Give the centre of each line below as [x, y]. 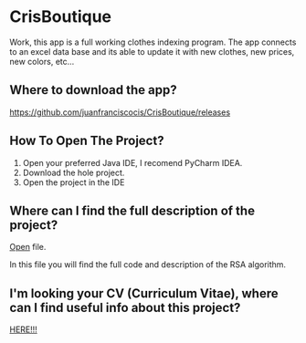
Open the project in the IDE [74, 182]
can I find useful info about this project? [125, 307]
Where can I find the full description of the [132, 210]
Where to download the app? [93, 90]
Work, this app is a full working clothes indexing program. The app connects [153, 42]
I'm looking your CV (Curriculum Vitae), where [144, 293]
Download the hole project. [74, 172]
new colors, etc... [42, 61]
